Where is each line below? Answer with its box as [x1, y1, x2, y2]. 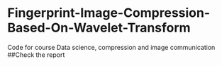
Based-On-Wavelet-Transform [7, 20, 191, 36]
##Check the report [7, 51, 65, 59]
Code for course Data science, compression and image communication [7, 43, 216, 51]
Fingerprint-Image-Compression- [7, 5, 211, 21]
